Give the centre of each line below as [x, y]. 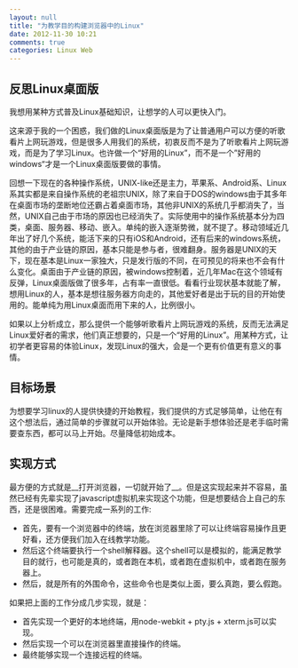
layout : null [33, 17]
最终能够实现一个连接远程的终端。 [84, 655]
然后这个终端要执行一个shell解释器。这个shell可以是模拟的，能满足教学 [152, 550]
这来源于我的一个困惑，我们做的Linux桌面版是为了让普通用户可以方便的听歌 [147, 131]
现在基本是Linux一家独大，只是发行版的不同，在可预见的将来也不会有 [151, 260]
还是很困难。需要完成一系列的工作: [88, 509]
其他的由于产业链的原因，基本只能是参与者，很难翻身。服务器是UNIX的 [139, 249]
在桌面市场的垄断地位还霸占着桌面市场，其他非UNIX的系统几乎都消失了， [143, 204]
